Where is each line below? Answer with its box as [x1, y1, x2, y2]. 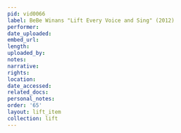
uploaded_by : [7, 50, 46, 57]
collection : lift [7, 115, 58, 122]
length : [7, 43, 30, 50]
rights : [7, 69, 30, 76]
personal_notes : [7, 96, 55, 103]
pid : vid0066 [7, 10, 46, 18]
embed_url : [7, 37, 39, 44]
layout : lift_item [7, 108, 61, 115]
